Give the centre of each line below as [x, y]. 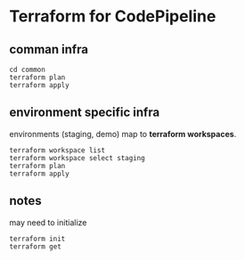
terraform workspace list [57, 150]
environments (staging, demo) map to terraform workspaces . [123, 134]
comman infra [49, 49]
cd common [28, 69]
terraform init [37, 239]
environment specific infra [85, 113]
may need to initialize [48, 222]
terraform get [36, 247]
